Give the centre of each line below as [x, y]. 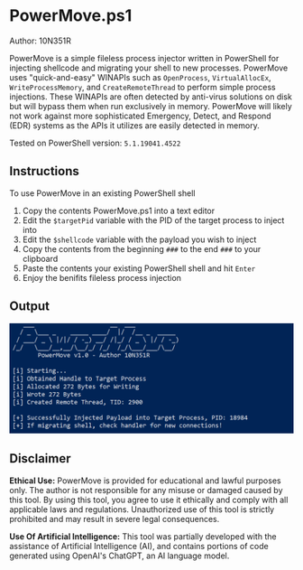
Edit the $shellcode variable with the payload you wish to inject [139, 239]
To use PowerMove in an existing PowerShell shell [102, 193]
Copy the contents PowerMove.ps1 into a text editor [119, 210]
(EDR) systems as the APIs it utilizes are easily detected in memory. [134, 125]
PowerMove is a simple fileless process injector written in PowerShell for [144, 58]
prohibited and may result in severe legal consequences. [115, 519]
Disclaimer [40, 458]
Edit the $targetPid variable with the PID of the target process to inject [153, 220]
